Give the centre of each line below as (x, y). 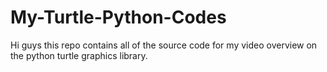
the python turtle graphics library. (79, 55)
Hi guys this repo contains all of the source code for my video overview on (164, 45)
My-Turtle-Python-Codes (118, 17)
